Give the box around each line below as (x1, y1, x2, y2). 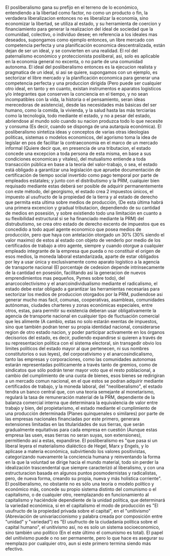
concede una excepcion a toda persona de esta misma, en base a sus (5, 150, 151, 156)
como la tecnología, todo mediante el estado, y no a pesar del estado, (5, 113, 151, 119)
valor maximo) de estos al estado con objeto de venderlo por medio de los (5, 237, 161, 243)
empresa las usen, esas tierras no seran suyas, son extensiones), (5, 432, 142, 438)
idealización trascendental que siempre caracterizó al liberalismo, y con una (5, 465, 164, 470)
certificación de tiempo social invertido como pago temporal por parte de (5, 172, 159, 178)
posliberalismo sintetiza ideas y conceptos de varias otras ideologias (5, 129, 150, 135)
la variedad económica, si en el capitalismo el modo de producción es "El (5, 502, 158, 509)
